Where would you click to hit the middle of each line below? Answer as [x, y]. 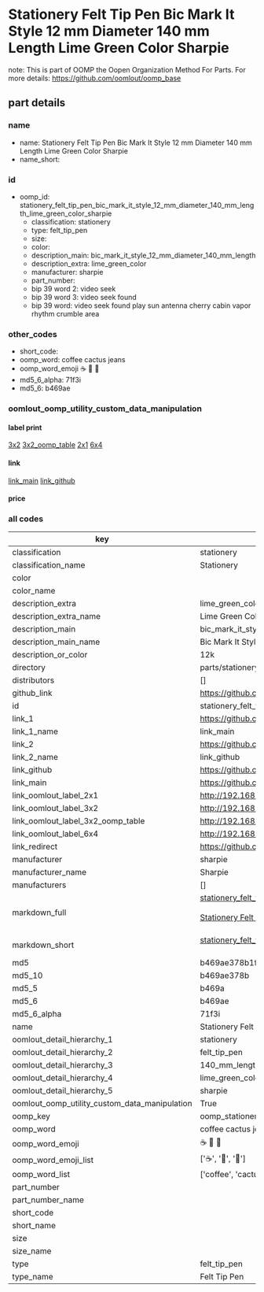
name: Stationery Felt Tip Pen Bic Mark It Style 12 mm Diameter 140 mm [136, 143]
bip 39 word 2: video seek [73, 288]
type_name [33, 1277]
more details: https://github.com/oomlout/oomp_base [95, 78]
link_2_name [35, 757]
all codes [26, 519]
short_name [34, 1226]
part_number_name [48, 1200]
